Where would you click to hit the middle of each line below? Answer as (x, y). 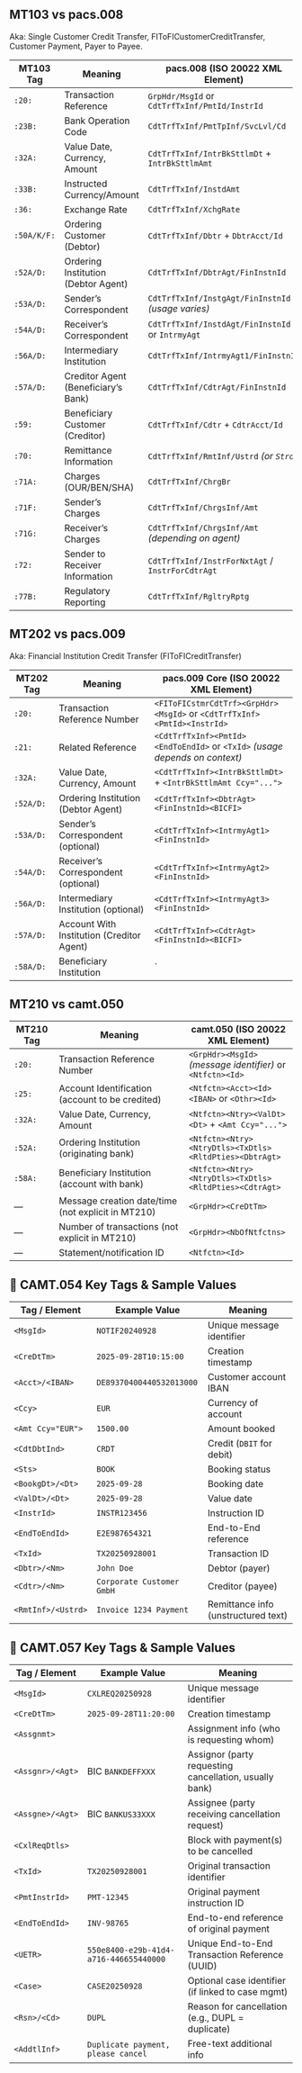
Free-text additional (230, 2044)
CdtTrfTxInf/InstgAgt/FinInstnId (219, 298)
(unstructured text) (248, 1616)
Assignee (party (222, 1803)
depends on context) (198, 757)
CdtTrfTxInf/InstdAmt (194, 189)
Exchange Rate (96, 209)
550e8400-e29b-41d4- (131, 1951)
